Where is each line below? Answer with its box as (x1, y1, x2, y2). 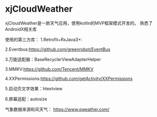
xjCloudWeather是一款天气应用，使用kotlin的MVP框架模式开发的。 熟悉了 (5, 20, 153, 26)
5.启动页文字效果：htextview (5, 85, 62, 91)
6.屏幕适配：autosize (5, 96, 47, 102)
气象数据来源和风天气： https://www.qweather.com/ (5, 106, 110, 112)
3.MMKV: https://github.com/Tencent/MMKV (5, 66, 94, 72)
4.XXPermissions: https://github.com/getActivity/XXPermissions (5, 76, 133, 81)
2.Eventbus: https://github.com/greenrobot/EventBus (5, 46, 111, 52)
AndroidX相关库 (5, 26, 37, 32)
